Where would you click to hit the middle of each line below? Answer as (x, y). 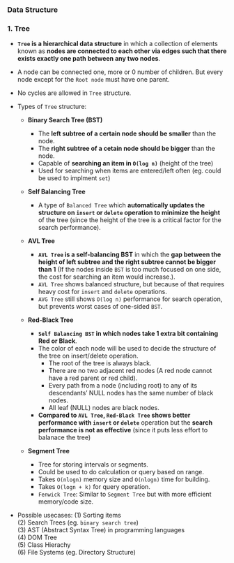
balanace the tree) (64, 437)
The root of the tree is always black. (100, 363)
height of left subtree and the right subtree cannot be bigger (127, 262)
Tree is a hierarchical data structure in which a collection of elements (117, 44)
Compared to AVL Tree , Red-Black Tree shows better (114, 415)
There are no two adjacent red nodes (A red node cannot (130, 371)
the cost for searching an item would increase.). (107, 277)
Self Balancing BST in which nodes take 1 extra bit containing (128, 334)
